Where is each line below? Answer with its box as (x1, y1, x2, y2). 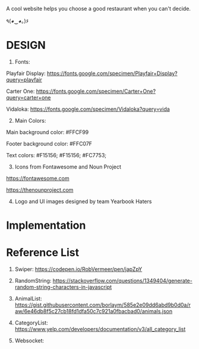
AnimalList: (14, 295, 42, 303)
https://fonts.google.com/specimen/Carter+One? (36, 88, 156, 95)
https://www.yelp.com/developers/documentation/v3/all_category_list (14, 326, 186, 333)
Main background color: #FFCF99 (6, 128, 89, 136)
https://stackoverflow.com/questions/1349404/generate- (52, 277, 193, 285)
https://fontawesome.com (6, 174, 70, 182)
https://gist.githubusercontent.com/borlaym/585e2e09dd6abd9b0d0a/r (14, 301, 191, 309)
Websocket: (14, 337, 45, 344)
